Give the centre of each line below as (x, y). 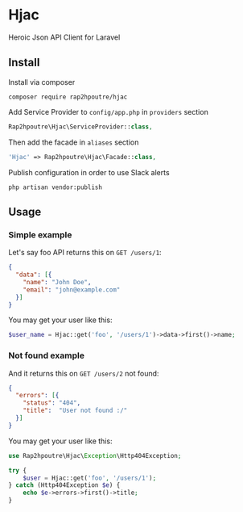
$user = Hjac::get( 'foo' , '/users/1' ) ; (90, 478)
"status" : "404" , (52, 403)
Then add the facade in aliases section (74, 142)
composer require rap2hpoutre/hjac (68, 97)
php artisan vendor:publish (56, 187)
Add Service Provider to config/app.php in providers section (109, 111)
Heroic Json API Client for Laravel (64, 37)
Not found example (46, 355)
